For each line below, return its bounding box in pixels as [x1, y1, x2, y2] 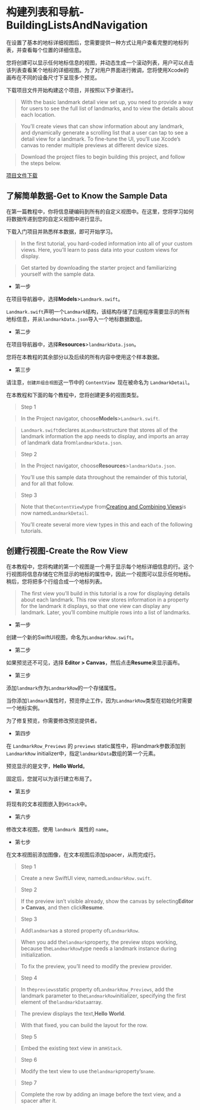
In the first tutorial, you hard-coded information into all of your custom [20, 239, 193, 247]
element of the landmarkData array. [20, 998, 103, 1005]
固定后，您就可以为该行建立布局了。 [6, 775, 95, 782]
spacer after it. [20, 1097, 57, 1104]
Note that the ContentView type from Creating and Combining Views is [20, 503, 186, 510]
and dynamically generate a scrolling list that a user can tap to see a [20, 129, 189, 136]
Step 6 [20, 1056, 37, 1063]
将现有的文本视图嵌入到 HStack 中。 [6, 800, 90, 807]
